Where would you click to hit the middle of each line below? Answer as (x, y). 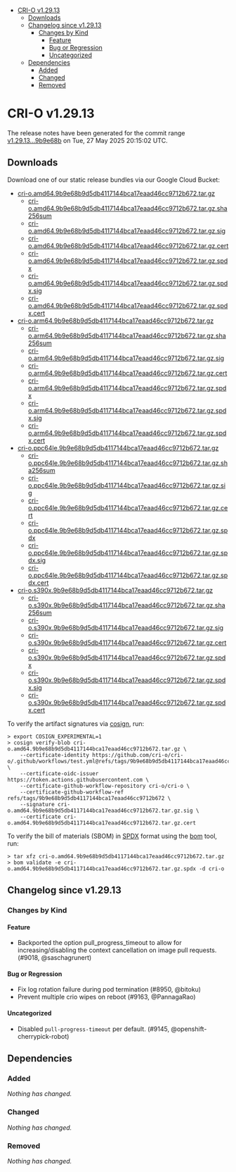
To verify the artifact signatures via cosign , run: (76, 723)
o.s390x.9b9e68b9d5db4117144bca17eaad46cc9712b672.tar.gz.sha (127, 605)
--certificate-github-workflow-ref (72, 792)
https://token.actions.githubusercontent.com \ (78, 779)
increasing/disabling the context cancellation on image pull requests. (117, 950)
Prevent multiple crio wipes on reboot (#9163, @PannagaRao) (106, 997)
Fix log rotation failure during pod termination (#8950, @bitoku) (109, 989)
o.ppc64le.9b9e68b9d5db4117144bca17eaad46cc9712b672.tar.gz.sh (128, 463)
